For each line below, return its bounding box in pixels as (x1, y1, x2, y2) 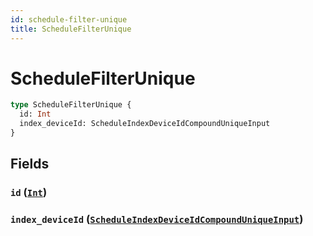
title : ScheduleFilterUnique (10, 24, 132, 34)
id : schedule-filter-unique (10, 14, 128, 25)
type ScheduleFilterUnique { (10, 100, 132, 110)
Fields (10, 156, 50, 173)
